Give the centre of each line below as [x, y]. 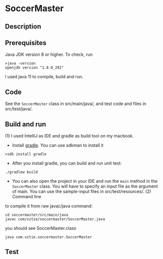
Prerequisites [26, 43]
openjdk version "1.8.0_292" [34, 68]
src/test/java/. [19, 109]
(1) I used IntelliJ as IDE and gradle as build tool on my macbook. [70, 136]
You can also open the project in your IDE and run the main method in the [85, 181]
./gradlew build [21, 172]
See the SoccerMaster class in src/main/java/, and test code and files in [76, 104]
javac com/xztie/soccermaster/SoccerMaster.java [55, 219]
